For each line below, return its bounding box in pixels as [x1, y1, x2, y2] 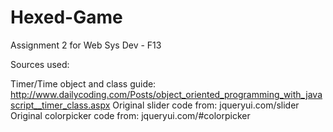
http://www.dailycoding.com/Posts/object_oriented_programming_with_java [10, 88, 323, 100]
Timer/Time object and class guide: [10, 77, 157, 90]
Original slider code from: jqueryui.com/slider [112, 99, 300, 111]
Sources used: [10, 58, 70, 70]
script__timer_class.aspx [10, 99, 111, 111]
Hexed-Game [10, 6, 123, 29]
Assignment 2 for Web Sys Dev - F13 [10, 39, 162, 51]
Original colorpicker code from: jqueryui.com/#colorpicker [10, 109, 251, 121]
